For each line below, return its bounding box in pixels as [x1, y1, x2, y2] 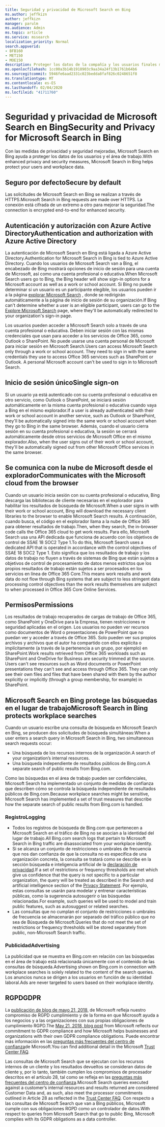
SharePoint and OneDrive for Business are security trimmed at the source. [5, 655, 155, 661]
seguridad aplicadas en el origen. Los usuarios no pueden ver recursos [5, 624, 149, 630]
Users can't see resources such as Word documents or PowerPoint [5, 661, 141, 667]
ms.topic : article [5, 30, 43, 35]
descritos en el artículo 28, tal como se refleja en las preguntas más [5, 1074, 142, 1080]
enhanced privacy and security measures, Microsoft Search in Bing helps [5, 159, 154, 165]
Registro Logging [5, 814, 46, 821]
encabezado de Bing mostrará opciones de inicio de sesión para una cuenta [5, 265, 160, 271]
